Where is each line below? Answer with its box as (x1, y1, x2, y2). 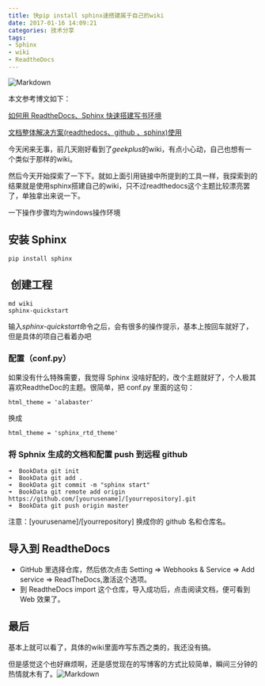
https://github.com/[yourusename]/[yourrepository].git (8, 495, 196, 503)
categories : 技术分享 (8, 26, 75, 34)
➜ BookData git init (8, 467, 80, 475)
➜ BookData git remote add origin (8, 488, 126, 496)
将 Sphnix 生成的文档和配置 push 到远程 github (8, 448, 188, 459)
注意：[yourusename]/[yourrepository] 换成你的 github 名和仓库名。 (8, 516, 230, 527)
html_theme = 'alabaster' (8, 398, 93, 406)
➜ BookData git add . (8, 474, 83, 482)
